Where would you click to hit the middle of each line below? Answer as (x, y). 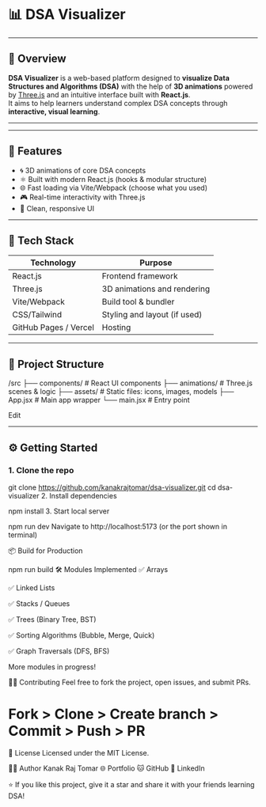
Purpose (156, 263)
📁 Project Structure (56, 364)
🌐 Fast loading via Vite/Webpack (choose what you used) (114, 188)
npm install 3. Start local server (59, 511)
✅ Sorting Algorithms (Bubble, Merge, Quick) (82, 635)
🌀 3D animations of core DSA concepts (83, 170)
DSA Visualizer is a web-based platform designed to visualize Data (119, 78)
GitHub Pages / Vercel (53, 328)
